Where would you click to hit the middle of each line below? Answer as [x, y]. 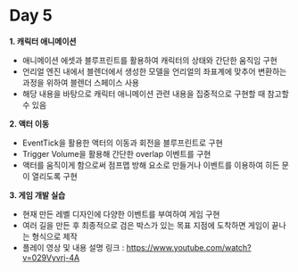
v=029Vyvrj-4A [51, 257]
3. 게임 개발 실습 [37, 195]
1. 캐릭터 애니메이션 [43, 41]
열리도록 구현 [54, 176]
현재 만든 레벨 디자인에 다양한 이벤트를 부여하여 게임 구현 [121, 214]
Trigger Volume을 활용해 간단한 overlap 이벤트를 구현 [116, 153]
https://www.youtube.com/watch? [189, 247]
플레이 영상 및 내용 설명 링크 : [73, 247]
